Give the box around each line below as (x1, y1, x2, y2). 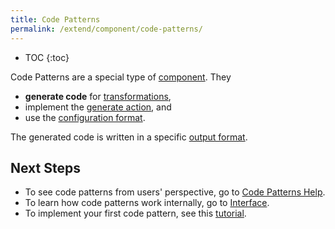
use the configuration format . (24, 111, 146, 123)
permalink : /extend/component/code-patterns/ (10, 24, 203, 34)
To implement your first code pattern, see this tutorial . (24, 207, 247, 220)
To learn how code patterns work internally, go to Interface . (24, 197, 270, 209)
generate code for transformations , (24, 90, 172, 102)
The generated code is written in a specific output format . (10, 131, 248, 143)
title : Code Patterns (10, 14, 101, 25)
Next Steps (10, 159, 81, 176)
